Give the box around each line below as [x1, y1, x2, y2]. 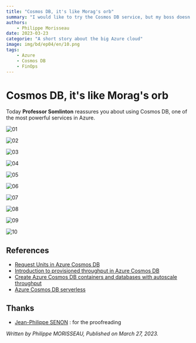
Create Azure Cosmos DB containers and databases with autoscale [14, 274, 177, 281]
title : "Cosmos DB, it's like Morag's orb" [6, 8, 114, 15]
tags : [6, 47, 19, 53]
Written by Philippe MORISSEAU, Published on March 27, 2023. [6, 330, 158, 337]
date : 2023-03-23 [6, 31, 49, 36]
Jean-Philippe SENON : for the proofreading [14, 318, 121, 325]
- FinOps [16, 63, 38, 69]
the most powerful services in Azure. [6, 114, 96, 121]
